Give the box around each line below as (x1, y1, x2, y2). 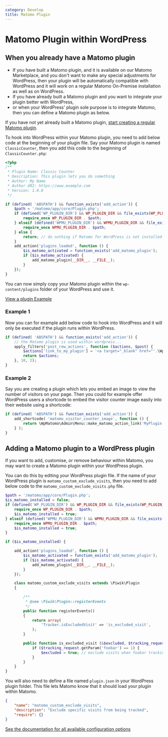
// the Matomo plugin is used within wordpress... (14, 339, 122, 344)
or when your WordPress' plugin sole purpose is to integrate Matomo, (12, 104, 156, 110)
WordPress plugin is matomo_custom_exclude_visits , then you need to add (5, 478, 156, 484)
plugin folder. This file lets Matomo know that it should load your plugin (5, 683, 151, 689)
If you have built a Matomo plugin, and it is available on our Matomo (12, 67, 152, 73)
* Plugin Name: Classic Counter (7, 169, 75, 175)
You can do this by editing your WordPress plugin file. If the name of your (5, 473, 156, 479)
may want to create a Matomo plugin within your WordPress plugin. (5, 463, 143, 469)
